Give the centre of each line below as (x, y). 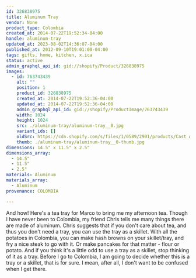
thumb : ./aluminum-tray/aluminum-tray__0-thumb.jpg (80, 142)
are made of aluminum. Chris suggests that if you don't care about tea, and (96, 225)
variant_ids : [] (36, 131)
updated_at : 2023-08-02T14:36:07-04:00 (55, 44)
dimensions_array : (28, 153)
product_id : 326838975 (44, 93)
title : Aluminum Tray (32, 17)
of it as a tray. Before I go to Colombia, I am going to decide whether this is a (98, 256)
